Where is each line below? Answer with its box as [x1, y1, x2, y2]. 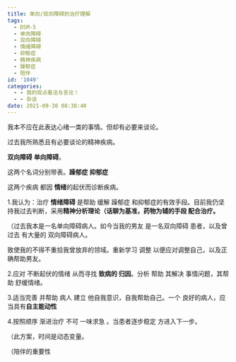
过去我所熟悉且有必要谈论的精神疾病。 [7, 137, 119, 146]
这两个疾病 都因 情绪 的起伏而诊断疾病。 [7, 182, 122, 191]
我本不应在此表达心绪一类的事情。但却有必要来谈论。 [7, 122, 163, 131]
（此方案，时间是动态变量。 [7, 332, 88, 340]
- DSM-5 [13, 23, 37, 30]
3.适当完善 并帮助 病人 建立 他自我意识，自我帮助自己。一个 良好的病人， [7, 293, 220, 301]
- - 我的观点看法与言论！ [13, 89, 79, 96]
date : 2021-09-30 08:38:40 [7, 103, 87, 110]
